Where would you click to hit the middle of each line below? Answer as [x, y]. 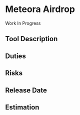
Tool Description [31, 39]
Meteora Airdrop [40, 9]
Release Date [26, 90]
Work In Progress [23, 23]
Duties [15, 56]
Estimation [22, 107]
